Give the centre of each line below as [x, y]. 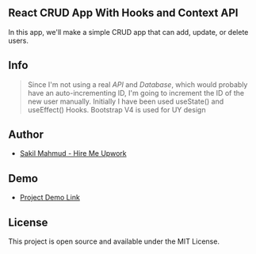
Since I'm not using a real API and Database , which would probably [138, 84]
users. [19, 40]
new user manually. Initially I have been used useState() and [126, 101]
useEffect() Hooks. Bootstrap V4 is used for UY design [117, 109]
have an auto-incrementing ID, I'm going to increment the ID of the [136, 93]
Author [26, 135]
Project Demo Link [50, 198]
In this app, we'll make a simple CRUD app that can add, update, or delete [128, 32]
